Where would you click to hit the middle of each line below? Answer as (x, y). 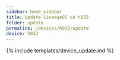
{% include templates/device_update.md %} (60, 50)
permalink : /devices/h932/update (48, 28)
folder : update (25, 23)
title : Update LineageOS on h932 (48, 17)
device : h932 (22, 34)
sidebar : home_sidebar (34, 12)
